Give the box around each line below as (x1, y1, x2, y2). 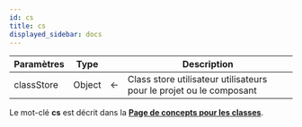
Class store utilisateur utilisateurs (127, 73, 268, 86)
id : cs (9, 13, 34, 22)
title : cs (9, 21, 47, 30)
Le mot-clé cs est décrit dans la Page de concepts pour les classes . (9, 107, 263, 118)
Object (73, 79, 102, 91)
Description (182, 58, 234, 71)
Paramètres (13, 58, 65, 71)
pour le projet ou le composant (127, 84, 258, 97)
